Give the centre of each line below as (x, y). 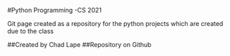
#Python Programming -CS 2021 (55, 10)
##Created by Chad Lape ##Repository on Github (79, 44)
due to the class (31, 31)
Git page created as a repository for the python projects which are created (115, 23)
